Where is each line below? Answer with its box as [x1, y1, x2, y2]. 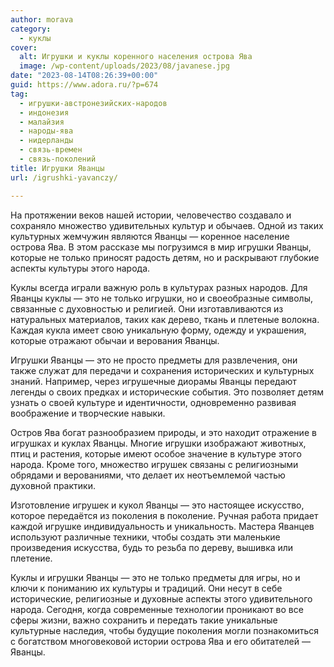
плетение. [10, 552, 53, 564]
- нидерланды [19, 136, 74, 146]
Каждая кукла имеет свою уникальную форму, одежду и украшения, [10, 324, 307, 336]
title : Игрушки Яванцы [10, 163, 105, 173]
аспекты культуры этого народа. [10, 262, 151, 274]
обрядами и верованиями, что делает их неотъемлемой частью [10, 469, 286, 481]
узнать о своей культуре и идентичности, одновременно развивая [10, 396, 297, 408]
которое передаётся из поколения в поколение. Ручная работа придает [10, 509, 319, 521]
